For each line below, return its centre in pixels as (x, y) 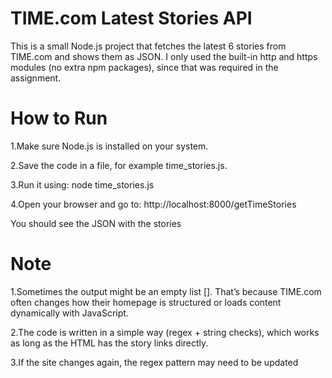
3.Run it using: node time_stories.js (82, 184)
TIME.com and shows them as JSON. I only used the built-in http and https (164, 56)
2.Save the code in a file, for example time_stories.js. (119, 165)
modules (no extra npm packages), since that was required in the (144, 67)
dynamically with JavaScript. (69, 313)
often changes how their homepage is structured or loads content (146, 302)
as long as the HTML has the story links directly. (109, 343)
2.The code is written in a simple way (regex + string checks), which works (165, 332)
